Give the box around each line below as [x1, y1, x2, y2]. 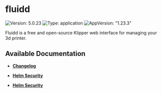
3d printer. [5, 35, 26, 41]
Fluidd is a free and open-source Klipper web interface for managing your [5, 29, 157, 35]
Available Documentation [5, 49, 86, 58]
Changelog [12, 62, 36, 68]
